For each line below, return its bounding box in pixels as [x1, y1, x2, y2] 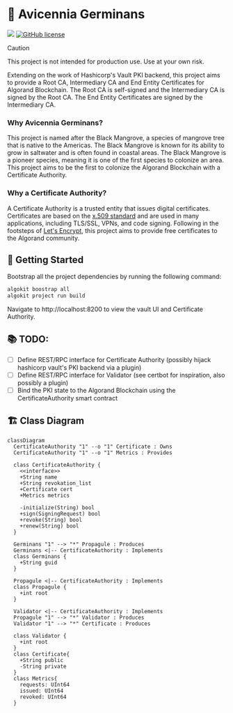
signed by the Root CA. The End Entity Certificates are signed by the [7, 93, 203, 101]
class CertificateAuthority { [13, 461, 101, 468]
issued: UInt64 [19, 687, 64, 694]
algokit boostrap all [7, 286, 70, 293]
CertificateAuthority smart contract [17, 394, 118, 403]
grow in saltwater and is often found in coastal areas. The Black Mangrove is [7, 149, 227, 157]
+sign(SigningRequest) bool [19, 510, 101, 517]
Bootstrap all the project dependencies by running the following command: [7, 272, 221, 281]
